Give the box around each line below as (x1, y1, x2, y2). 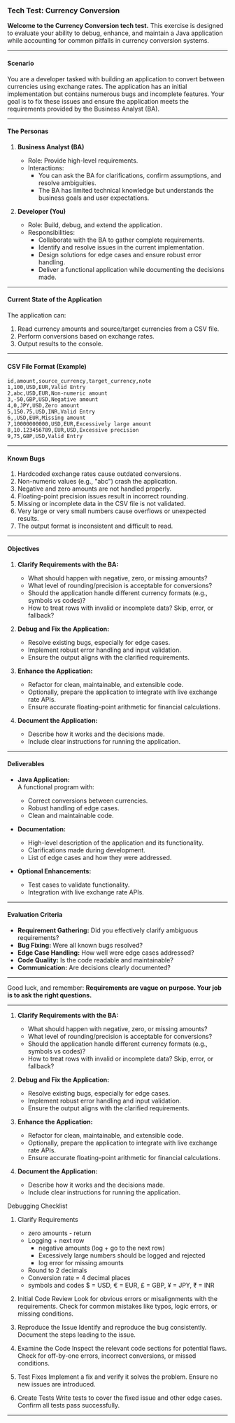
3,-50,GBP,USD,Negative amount (7, 396, 99, 403)
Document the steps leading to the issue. (17, 1330, 136, 1339)
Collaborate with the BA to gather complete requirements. (38, 236, 205, 244)
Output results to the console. (17, 339, 104, 348)
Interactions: (27, 163, 64, 172)
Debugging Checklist (7, 1201, 68, 1210)
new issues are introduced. (17, 1380, 96, 1388)
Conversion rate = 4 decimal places (27, 1273, 131, 1281)
